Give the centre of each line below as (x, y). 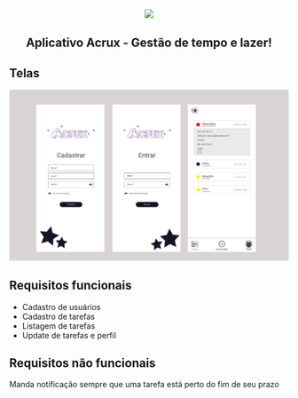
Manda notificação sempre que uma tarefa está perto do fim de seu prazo (144, 385)
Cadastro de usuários (61, 306)
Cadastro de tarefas (59, 316)
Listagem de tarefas (59, 326)
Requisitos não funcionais (82, 363)
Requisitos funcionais (71, 286)
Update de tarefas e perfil (69, 335)
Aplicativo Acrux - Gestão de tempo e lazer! (149, 43)
